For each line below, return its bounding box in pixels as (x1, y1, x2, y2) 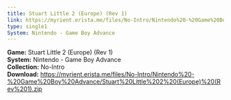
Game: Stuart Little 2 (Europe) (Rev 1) (7, 48, 113, 57)
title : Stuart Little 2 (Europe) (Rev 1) (7, 10, 128, 17)
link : (7, 17, 23, 23)
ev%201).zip (7, 85, 43, 93)
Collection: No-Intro (7, 63, 65, 71)
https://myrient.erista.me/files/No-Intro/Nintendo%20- (40, 70, 195, 79)
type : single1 (7, 23, 48, 30)
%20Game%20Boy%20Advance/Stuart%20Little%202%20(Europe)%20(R (7, 77, 221, 86)
